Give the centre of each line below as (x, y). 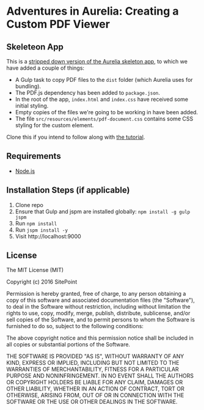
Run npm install (36, 223)
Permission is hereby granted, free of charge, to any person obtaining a (96, 294)
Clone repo (29, 205)
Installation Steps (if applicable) (68, 190)
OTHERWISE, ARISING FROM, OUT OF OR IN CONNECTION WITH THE (95, 395)
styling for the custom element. (54, 125)
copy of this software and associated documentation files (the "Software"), (101, 300)
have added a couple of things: (45, 68)
